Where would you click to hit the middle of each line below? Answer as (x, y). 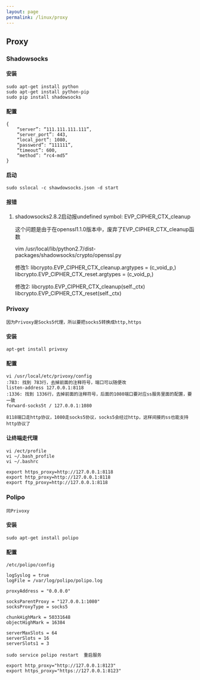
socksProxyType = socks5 (37, 607)
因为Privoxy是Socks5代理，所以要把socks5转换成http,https (74, 322)
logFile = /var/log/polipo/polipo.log (54, 581)
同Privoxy (18, 511)
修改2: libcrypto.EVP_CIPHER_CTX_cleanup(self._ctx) (80, 286)
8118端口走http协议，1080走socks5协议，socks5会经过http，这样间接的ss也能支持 (98, 418)
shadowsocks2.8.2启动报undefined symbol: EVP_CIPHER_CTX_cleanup (103, 216)
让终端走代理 (22, 437)
